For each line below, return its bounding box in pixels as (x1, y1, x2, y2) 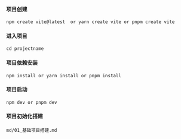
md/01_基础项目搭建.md (6, 128, 57, 134)
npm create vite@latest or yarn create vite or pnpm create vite (6, 19, 175, 25)
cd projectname (6, 46, 44, 52)
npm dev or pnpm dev (6, 99, 58, 105)
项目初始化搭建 (6, 113, 43, 120)
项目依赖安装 (6, 59, 38, 66)
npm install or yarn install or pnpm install (6, 72, 121, 78)
